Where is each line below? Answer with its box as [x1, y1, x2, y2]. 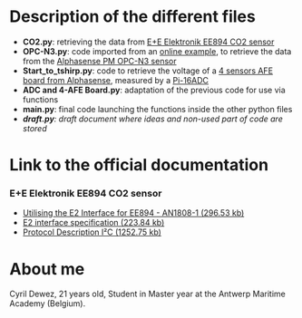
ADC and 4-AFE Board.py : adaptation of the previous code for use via [22, 84, 286, 95]
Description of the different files [9, 6, 256, 27]
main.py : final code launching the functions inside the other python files [22, 103, 293, 114]
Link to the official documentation [9, 155, 269, 176]
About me [9, 258, 85, 279]
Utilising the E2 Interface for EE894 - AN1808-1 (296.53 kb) [22, 207, 245, 218]
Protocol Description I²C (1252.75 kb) [22, 226, 161, 237]
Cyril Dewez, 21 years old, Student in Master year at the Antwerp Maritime [9, 288, 286, 300]
